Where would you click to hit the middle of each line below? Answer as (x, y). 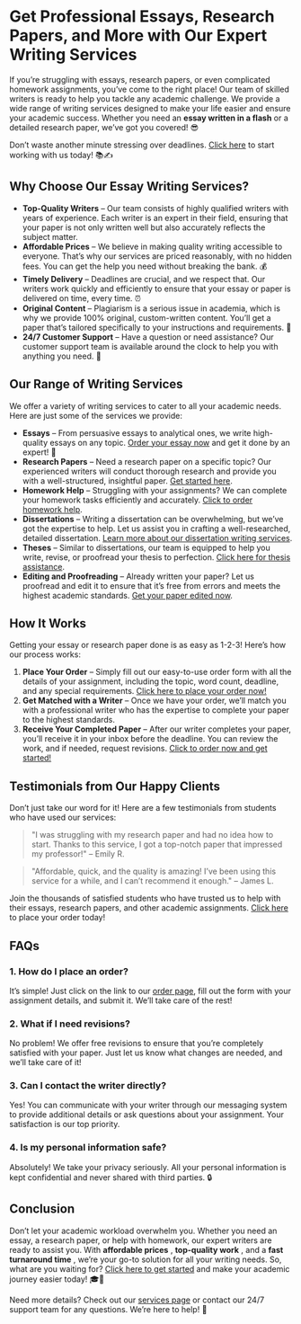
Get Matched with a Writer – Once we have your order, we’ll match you (154, 701)
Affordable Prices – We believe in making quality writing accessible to (152, 246)
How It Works (48, 623)
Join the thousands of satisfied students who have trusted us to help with (145, 898)
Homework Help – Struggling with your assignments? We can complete (155, 490)
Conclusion (42, 1209)
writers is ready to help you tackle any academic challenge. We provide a (145, 98)
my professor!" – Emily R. (78, 854)
